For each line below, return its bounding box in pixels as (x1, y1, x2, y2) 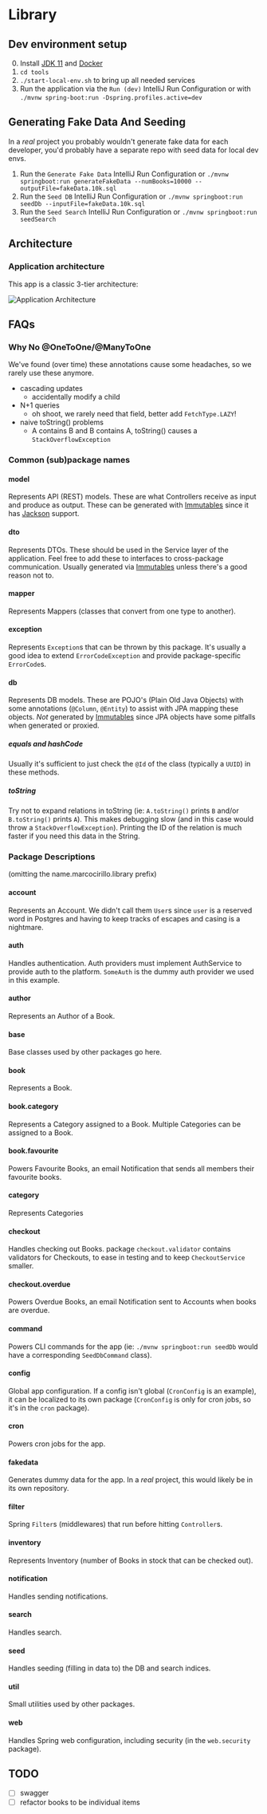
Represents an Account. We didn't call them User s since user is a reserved (8, 905, 253, 915)
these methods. (8, 767, 60, 777)
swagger (19, 1788, 49, 1798)
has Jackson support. (8, 509, 80, 519)
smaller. (8, 1261, 34, 1271)
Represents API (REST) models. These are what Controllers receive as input (8, 492, 257, 502)
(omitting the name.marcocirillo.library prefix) (8, 870, 157, 879)
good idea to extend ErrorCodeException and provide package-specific (8, 650, 241, 660)
